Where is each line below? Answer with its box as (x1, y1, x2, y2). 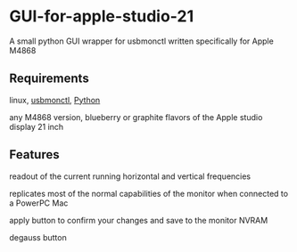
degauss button (9, 232, 67, 242)
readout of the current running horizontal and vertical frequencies (9, 171, 252, 182)
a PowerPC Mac (9, 198, 69, 208)
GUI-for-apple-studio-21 (9, 6, 194, 27)
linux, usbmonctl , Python (9, 94, 101, 105)
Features (9, 147, 60, 162)
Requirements (9, 71, 89, 86)
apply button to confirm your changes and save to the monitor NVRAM (9, 215, 268, 225)
